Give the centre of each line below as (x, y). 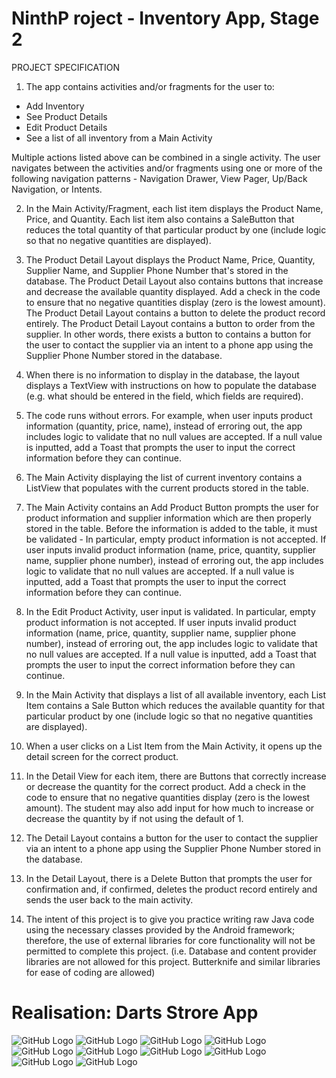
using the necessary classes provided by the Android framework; (160, 929)
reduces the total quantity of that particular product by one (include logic (176, 229)
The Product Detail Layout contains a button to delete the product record (175, 313)
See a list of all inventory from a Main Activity (119, 138)
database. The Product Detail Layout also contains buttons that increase (174, 281)
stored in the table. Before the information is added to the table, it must (171, 528)
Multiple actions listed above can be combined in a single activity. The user (166, 157)
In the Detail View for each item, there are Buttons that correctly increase (176, 776)
